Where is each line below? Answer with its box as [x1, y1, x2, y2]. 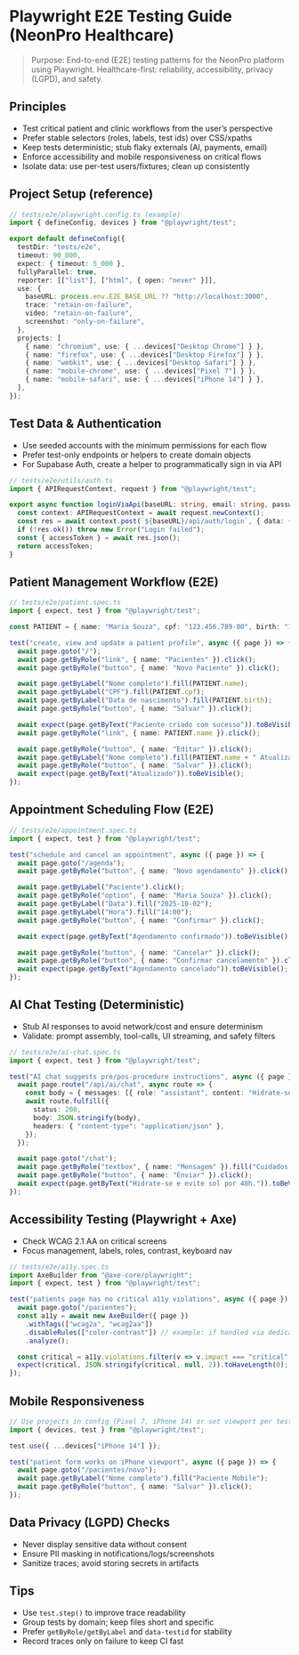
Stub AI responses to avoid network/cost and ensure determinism [21, 1021, 263, 1031]
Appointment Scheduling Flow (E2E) [9, 803, 214, 818]
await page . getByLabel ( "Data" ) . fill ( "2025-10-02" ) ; [17, 900, 214, 908]
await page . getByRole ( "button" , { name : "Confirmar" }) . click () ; [17, 916, 265, 924]
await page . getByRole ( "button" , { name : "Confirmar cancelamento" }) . [17, 957, 285, 965]
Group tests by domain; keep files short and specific [21, 1617, 214, 1627]
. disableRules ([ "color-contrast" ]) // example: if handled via [25, 1328, 265, 1336]
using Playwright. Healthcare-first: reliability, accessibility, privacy [30, 64, 273, 75]
